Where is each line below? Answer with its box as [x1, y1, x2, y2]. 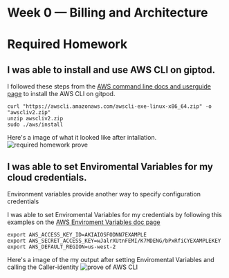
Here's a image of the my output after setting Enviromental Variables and [7, 256, 214, 263]
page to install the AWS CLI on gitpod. [7, 90, 116, 98]
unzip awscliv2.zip [7, 115, 64, 122]
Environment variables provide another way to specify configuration [7, 190, 201, 198]
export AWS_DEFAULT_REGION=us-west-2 [7, 243, 116, 250]
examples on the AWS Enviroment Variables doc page [7, 218, 161, 226]
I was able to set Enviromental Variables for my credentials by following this [7, 211, 223, 219]
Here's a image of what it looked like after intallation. [7, 133, 157, 142]
